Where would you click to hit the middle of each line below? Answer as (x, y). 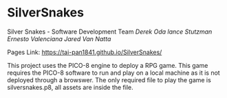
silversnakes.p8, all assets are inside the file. (71, 87)
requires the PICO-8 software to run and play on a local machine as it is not (113, 73)
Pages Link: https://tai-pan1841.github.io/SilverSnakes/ (85, 52)
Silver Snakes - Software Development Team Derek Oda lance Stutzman (110, 32)
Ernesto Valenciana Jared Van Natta (59, 38)
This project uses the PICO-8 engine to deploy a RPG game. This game (108, 65)
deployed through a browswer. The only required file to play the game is (109, 79)
